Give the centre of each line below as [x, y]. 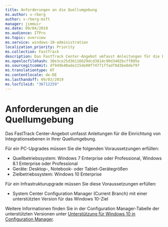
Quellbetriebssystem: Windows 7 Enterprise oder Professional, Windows [87, 158]
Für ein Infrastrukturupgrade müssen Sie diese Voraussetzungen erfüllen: [81, 183]
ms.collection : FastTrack [32, 51]
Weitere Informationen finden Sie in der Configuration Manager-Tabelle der [82, 208]
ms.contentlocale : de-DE [31, 75]
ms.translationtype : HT [30, 70]
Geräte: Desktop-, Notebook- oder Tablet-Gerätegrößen [70, 168]
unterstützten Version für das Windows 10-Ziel [60, 198]
